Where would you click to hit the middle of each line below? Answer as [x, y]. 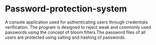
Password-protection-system [66, 9]
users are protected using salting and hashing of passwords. [65, 37]
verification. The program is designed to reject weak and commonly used [78, 27]
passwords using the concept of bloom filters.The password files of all [75, 32]
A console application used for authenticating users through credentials [77, 22]
